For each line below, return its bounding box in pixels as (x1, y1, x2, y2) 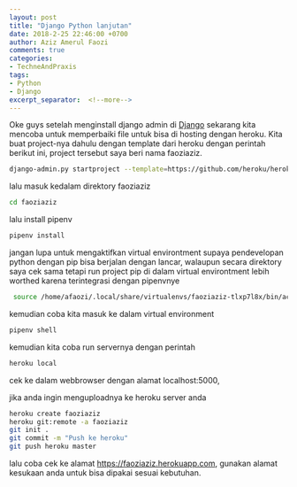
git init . (9, 426, 49, 435)
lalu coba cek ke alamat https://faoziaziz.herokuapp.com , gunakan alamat (9, 458, 278, 468)
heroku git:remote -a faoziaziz (9, 417, 128, 426)
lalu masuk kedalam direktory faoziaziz (9, 181, 151, 191)
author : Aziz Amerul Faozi (9, 37, 109, 47)
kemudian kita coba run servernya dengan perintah (9, 342, 196, 352)
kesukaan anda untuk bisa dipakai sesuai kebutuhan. (9, 468, 202, 478)
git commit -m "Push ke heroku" (9, 434, 128, 443)
